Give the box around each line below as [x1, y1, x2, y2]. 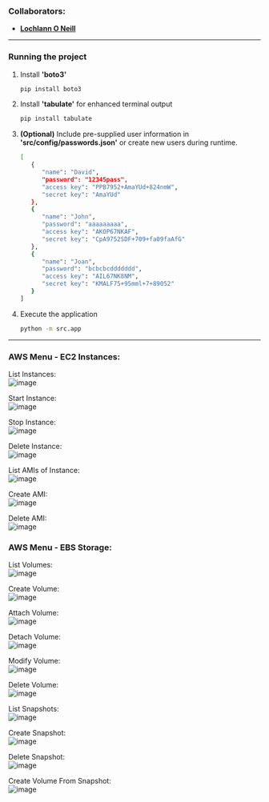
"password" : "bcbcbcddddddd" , [41, 265, 143, 273]
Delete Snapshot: [8, 752, 66, 762]
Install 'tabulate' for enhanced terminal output [19, 99, 173, 109]
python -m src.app [19, 324, 82, 333]
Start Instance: [8, 394, 57, 403]
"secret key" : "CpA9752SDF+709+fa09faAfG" [41, 235, 186, 243]
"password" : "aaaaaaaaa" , [41, 220, 128, 229]
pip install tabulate [19, 114, 92, 123]
